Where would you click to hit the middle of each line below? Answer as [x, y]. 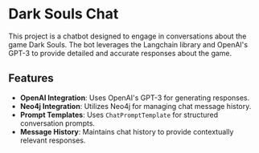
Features [31, 78]
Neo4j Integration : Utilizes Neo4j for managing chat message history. [136, 106]
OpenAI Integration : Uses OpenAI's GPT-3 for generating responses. [135, 98]
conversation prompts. [57, 123]
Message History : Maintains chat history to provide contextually [127, 131]
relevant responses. [53, 140]
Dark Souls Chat [64, 14]
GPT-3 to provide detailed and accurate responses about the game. [120, 53]
